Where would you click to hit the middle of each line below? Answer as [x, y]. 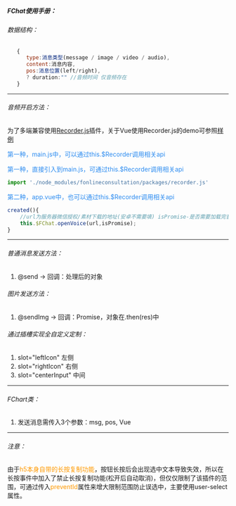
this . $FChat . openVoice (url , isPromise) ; [78, 223]
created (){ [23, 210]
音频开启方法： [29, 107]
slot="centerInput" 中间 [51, 375]
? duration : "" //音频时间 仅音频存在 [76, 77]
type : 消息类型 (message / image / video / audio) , [98, 58]
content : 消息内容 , [51, 64]
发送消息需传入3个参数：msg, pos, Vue [74, 422]
